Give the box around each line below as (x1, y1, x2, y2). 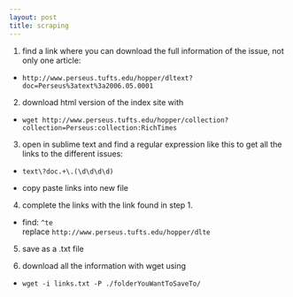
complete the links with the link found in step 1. (21, 200, 193, 210)
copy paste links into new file (21, 182, 128, 193)
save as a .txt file (21, 243, 84, 254)
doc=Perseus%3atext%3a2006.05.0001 (21, 81, 154, 90)
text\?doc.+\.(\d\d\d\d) (21, 167, 114, 176)
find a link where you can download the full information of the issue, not (21, 45, 285, 56)
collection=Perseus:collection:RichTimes (21, 123, 177, 133)
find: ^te (21, 217, 53, 227)
